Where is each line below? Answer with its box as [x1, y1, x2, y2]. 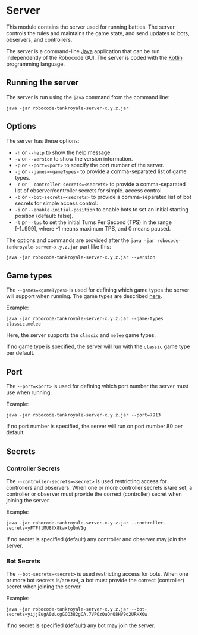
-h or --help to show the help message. [14, 149, 112, 156]
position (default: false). [14, 212, 73, 219]
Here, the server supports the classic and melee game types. [6, 332, 156, 339]
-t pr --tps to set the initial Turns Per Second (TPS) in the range [14, 219, 172, 226]
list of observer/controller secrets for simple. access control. [14, 186, 164, 194]
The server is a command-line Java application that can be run [6, 47, 160, 54]
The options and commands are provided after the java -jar [6, 237, 155, 244]
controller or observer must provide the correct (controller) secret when [6, 490, 183, 498]
